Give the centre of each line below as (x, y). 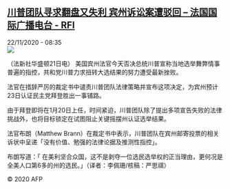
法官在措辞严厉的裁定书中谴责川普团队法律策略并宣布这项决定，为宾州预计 (113, 87)
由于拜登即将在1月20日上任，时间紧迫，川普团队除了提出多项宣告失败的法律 (115, 110)
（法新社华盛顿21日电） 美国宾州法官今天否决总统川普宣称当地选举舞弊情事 (114, 63)
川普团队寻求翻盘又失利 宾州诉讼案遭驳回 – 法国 (108, 12)
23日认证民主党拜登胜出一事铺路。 (56, 95)
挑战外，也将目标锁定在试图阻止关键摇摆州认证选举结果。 (88, 119)
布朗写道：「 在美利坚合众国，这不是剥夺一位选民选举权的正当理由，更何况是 (115, 157)
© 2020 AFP (25, 179)
